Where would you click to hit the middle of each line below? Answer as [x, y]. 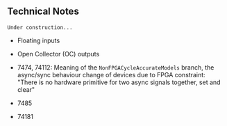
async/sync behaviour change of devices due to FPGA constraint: [111, 74]
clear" [26, 89]
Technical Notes [43, 11]
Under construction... [40, 27]
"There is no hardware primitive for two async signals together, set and [119, 82]
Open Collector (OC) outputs [58, 54]
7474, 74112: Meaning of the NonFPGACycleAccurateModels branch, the [116, 67]
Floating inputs [39, 40]
